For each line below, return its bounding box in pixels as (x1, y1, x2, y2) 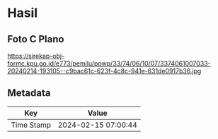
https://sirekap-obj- (7, 52, 65, 60)
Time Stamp (11, 120, 52, 130)
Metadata (7, 87, 51, 99)
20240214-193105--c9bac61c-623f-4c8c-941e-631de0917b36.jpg (7, 67, 202, 75)
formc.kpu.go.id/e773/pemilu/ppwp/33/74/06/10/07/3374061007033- (7, 59, 211, 68)
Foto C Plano (7, 33, 64, 45)
